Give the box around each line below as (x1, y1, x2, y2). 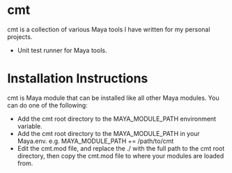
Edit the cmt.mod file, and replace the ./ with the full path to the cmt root (17, 144, 225, 152)
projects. (7, 32, 33, 40)
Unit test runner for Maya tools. (17, 46, 107, 54)
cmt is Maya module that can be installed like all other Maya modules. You (7, 93, 219, 102)
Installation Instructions (7, 70, 148, 86)
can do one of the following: (7, 100, 88, 110)
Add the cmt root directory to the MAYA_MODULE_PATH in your (17, 129, 200, 137)
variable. (17, 121, 43, 130)
